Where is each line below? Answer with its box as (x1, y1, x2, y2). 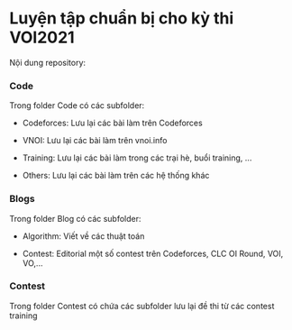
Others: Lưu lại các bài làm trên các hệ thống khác (22, 170, 210, 181)
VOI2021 (9, 27, 75, 48)
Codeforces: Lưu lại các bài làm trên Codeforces (22, 117, 203, 129)
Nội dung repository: (9, 57, 87, 68)
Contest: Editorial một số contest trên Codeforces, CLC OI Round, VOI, (22, 248, 284, 259)
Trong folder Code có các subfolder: (9, 100, 145, 111)
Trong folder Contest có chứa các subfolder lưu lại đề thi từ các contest (9, 300, 275, 311)
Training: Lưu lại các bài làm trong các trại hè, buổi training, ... (22, 152, 252, 163)
